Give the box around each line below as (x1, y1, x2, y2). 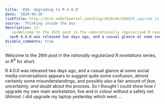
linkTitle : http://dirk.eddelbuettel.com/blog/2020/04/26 (5, 16, 126, 21)
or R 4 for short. (5, 57, 36, 64)
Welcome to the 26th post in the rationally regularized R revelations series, (5, 52, 157, 58)
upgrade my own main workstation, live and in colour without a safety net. (5, 88, 155, 94)
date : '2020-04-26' (5, 12, 45, 17)
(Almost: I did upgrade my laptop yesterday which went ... (5, 94, 122, 100)
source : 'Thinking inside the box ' (5, 21, 84, 26)
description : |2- (5, 25, 41, 30)
